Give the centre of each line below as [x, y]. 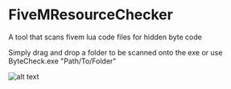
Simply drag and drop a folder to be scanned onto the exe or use [115, 52]
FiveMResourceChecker [91, 15]
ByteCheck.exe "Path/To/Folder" [62, 61]
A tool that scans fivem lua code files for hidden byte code [105, 37]
